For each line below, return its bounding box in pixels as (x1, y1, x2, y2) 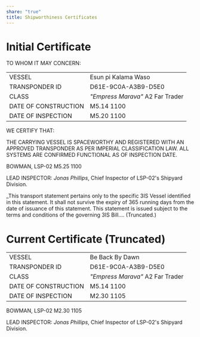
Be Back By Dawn (90, 253, 140, 261)
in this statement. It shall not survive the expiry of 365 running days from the (6, 199, 195, 206)
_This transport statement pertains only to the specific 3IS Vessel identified (6, 192, 191, 200)
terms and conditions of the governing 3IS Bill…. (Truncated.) (6, 211, 157, 218)
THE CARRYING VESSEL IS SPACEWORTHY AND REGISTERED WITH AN (6, 138, 184, 146)
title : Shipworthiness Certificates (6, 14, 97, 20)
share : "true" (6, 8, 42, 15)
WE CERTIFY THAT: (6, 127, 55, 134)
